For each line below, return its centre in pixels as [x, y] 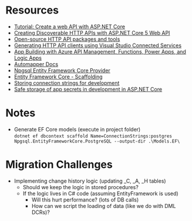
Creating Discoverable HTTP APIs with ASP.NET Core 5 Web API [92, 32]
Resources [32, 10]
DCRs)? [41, 212]
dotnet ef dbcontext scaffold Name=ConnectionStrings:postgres [93, 136]
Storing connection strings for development [67, 83]
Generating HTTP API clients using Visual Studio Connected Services [98, 45]
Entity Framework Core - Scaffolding [58, 77]
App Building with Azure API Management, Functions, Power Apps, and [100, 51]
